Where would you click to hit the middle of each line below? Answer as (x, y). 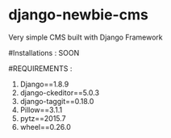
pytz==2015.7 (43, 118)
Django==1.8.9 (44, 84)
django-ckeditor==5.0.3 (59, 92)
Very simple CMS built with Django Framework (85, 37)
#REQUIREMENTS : (40, 68)
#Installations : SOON (44, 52)
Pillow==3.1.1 (41, 110)
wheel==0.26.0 (45, 127)
